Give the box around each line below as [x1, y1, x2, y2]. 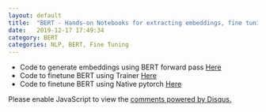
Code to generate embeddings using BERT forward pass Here [19, 62, 222, 72]
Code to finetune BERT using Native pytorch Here [19, 80, 182, 89]
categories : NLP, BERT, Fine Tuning [8, 41, 129, 49]
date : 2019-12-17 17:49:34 [8, 26, 104, 34]
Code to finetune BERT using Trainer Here [19, 71, 157, 80]
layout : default [8, 11, 62, 20]
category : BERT [8, 33, 59, 42]
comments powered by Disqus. [130, 95, 232, 104]
